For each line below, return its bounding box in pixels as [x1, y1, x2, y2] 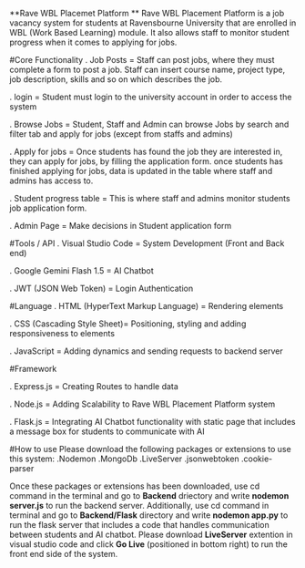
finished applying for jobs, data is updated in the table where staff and [9, 166, 273, 176]
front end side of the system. [9, 549, 118, 559]
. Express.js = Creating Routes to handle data [9, 381, 179, 391]
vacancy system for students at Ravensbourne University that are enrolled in [9, 17, 297, 28]
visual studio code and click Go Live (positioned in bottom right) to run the [9, 539, 289, 550]
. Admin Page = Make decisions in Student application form [9, 221, 232, 231]
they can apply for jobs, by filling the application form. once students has [9, 156, 284, 167]
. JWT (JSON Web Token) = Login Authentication [9, 283, 194, 294]
